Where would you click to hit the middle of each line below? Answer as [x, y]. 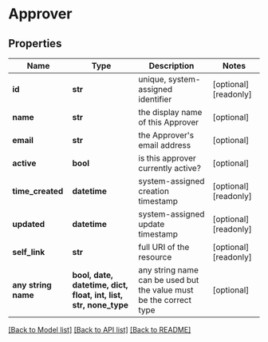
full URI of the [164, 247]
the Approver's [166, 135]
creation [154, 191]
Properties [35, 44]
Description [171, 66]
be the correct [165, 300]
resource [155, 257]
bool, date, [93, 275]
